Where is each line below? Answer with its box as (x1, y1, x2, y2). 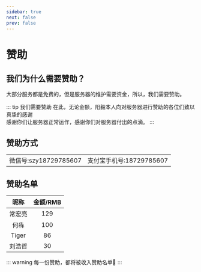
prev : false (6, 20, 36, 26)
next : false (6, 14, 36, 20)
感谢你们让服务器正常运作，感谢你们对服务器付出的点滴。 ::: (6, 119, 155, 126)
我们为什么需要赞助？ (6, 73, 85, 84)
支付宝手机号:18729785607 (87, 156, 169, 165)
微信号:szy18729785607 (9, 156, 82, 165)
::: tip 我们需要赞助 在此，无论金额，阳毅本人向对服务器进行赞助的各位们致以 (6, 104, 195, 111)
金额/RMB (33, 198, 62, 206)
